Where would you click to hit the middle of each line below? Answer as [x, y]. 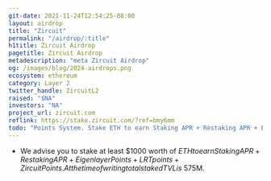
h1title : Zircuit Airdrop [52, 46]
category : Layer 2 [39, 83]
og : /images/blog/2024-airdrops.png [70, 68]
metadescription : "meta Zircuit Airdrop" [79, 61]
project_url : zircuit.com [52, 113]
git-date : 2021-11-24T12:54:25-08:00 [72, 16]
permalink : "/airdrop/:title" [59, 38]
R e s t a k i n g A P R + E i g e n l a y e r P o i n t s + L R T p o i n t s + [100, 159]
